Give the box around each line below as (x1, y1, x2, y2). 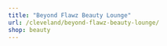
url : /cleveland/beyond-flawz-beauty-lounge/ (8, 19, 159, 27)
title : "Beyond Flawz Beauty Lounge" (8, 11, 132, 19)
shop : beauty (8, 26, 51, 34)
